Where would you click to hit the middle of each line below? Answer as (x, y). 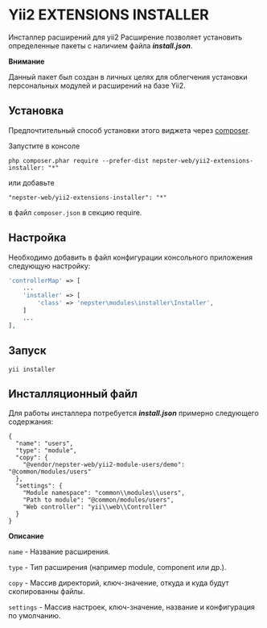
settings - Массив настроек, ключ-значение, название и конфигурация (132, 607)
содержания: (31, 422)
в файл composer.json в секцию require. (75, 212)
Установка (36, 111)
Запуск (27, 351)
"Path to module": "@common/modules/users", (99, 500)
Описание (26, 536)
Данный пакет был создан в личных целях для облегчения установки (128, 77)
